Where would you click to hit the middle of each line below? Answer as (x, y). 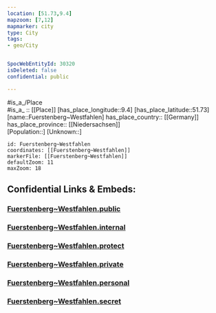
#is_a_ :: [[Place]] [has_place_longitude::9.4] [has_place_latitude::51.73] (108, 109)
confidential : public (38, 76)
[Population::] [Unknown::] (45, 131)
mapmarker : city (30, 26)
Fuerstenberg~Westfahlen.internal (66, 227)
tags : (15, 39)
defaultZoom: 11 (30, 162)
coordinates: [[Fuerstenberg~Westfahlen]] (69, 150)
